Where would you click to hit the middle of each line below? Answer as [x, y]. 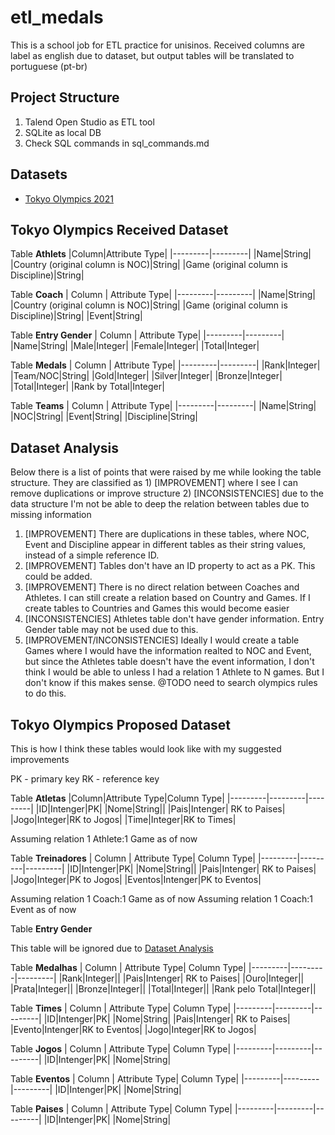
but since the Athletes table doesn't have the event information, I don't [169, 662]
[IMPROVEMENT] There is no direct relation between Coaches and [162, 587]
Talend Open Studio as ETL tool [89, 122]
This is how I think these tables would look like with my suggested [146, 749]
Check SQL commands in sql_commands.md [117, 143]
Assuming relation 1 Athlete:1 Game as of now [104, 839]
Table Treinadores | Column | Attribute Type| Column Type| [133, 858]
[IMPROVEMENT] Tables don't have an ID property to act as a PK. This [170, 566]
